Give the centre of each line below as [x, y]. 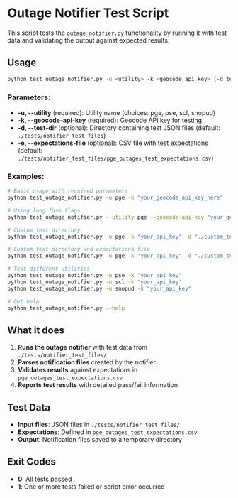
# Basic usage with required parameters [68, 191]
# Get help [23, 301]
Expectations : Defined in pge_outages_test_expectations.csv [107, 432]
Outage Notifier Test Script [88, 13]
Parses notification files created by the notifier [87, 362]
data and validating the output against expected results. [89, 40]
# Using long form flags [44, 210]
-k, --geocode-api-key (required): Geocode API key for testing [110, 120]
